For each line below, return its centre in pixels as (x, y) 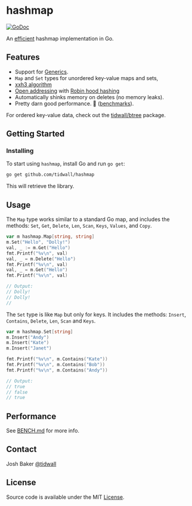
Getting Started (35, 134)
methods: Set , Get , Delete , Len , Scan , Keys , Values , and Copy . (79, 226)
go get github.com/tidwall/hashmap (50, 175)
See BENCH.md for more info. (43, 431)
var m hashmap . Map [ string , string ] (50, 237)
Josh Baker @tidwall (31, 464)
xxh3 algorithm (33, 84)
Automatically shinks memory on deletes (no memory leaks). (89, 97)
